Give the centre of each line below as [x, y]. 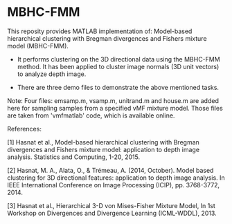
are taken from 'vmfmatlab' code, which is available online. [91, 115]
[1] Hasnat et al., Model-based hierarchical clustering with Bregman [103, 142]
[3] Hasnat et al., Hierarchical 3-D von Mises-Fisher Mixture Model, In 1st [111, 205]
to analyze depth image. [52, 74]
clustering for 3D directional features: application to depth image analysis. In [116, 178]
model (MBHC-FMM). [38, 46]
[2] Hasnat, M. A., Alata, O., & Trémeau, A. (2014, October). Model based [110, 170]
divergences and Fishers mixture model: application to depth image [103, 149]
